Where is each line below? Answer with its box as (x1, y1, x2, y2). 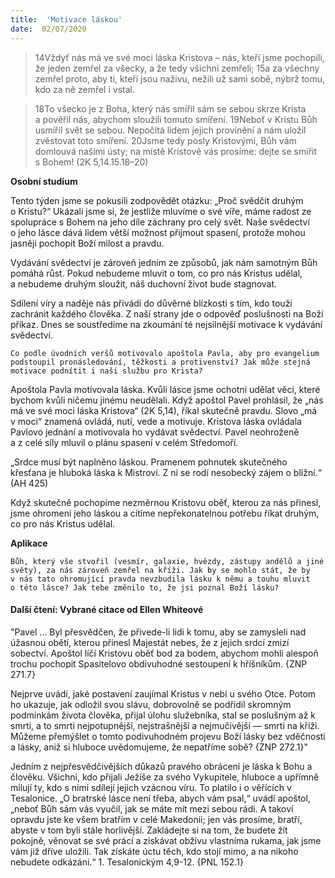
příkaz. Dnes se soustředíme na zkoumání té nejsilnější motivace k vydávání (10, 318, 323, 330)
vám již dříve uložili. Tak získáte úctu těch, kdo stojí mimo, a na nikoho (10, 845, 299, 857)
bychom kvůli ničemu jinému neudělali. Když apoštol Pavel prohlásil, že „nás (10, 394, 324, 406)
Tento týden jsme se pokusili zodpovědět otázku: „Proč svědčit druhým (10, 194, 304, 206)
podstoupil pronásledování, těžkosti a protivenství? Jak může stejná (10, 357, 311, 367)
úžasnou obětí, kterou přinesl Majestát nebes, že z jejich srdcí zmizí (10, 636, 290, 648)
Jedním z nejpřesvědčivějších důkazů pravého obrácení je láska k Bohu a (10, 760, 313, 772)
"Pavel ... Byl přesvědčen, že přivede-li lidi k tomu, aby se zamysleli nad (10, 626, 307, 638)
